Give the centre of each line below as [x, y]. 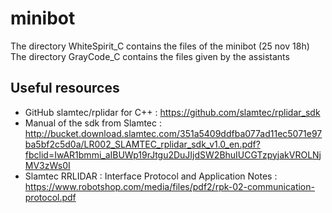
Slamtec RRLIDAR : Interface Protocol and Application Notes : [151, 176]
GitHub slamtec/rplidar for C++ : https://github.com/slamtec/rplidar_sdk [172, 112]
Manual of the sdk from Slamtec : [93, 123]
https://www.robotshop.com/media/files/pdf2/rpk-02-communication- [169, 186]
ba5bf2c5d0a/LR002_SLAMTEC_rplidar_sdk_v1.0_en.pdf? [142, 144]
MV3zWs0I [47, 165]
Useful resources [65, 88]
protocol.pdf [50, 197]
